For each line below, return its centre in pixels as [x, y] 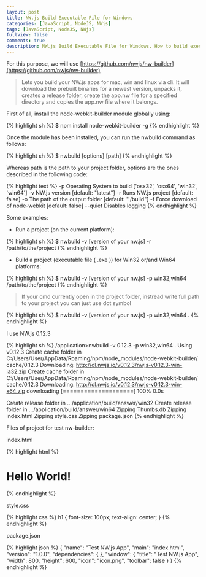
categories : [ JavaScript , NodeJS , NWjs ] [59, 23]
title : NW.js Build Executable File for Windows [70, 18]
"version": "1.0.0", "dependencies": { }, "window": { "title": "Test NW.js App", [103, 554]
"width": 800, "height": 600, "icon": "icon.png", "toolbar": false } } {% [94, 560]
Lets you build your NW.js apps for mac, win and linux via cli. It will [105, 82]
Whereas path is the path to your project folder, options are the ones [93, 168]
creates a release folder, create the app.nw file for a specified [99, 95]
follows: [16, 144]
